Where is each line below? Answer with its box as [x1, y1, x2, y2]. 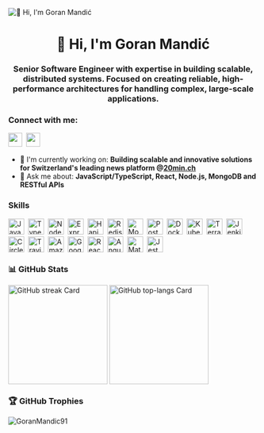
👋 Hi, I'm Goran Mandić [56, 36, 210, 53]
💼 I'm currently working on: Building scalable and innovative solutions [19, 155, 253, 164]
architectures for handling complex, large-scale [66, 83, 254, 94]
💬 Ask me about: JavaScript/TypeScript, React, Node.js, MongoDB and [19, 171, 256, 182]
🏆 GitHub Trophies [8, 395, 84, 406]
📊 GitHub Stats [8, 263, 69, 274]
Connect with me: [8, 115, 78, 126]
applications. [107, 94, 159, 105]
